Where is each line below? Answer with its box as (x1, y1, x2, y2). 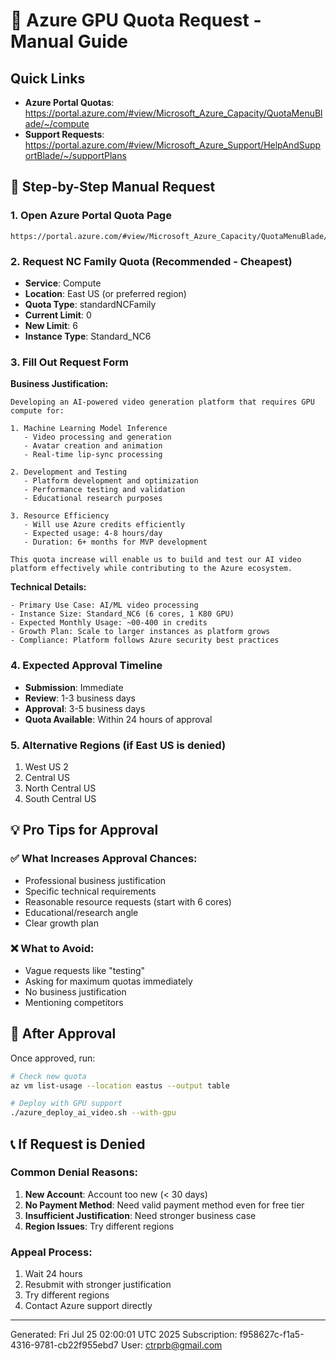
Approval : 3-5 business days (24, 702, 146, 714)
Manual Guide (10, 30, 129, 53)
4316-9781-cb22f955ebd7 (10, 1339, 119, 1351)
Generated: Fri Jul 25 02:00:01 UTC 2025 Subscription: (10, 1329, 238, 1341)
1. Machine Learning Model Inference (10, 424, 168, 434)
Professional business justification (24, 874, 167, 886)
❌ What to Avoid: (10, 942, 95, 956)
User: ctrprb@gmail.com (120, 1339, 223, 1351)
